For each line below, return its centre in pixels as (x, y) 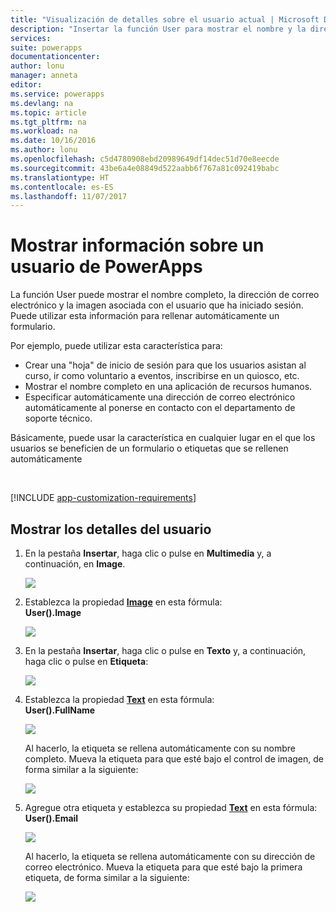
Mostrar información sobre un (137, 245)
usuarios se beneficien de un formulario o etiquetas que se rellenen (149, 448)
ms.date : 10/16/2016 (53, 141)
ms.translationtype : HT (60, 177)
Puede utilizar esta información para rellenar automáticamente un (145, 316)
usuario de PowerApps (106, 267)
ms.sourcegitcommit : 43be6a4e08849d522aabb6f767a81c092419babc (145, 168)
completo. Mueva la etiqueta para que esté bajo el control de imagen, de (174, 759)
